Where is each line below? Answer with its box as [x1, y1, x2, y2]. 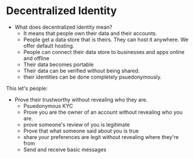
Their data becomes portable [23, 60, 94, 68]
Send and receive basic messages [23, 146, 107, 153]
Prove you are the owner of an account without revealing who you [23, 109, 183, 116]
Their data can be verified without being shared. [23, 67, 140, 74]
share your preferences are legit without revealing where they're [23, 133, 179, 140]
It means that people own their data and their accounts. [23, 29, 157, 36]
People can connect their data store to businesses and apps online [23, 48, 185, 55]
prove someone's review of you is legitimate [23, 121, 130, 128]
